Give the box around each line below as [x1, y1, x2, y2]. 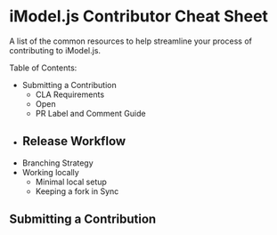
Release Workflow [21, 134, 126, 149]
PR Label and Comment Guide [35, 108, 146, 118]
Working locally [21, 166, 80, 177]
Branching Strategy [21, 158, 94, 168]
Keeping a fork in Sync [35, 185, 119, 197]
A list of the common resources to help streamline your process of [9, 36, 252, 46]
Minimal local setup [35, 176, 107, 187]
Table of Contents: [9, 62, 77, 73]
